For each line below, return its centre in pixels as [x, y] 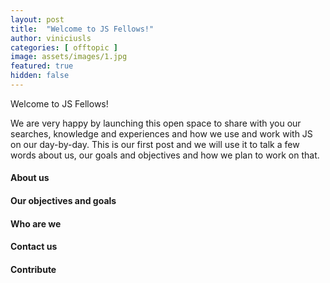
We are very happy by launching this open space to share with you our [156, 123]
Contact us [34, 247]
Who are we [36, 223]
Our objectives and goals [63, 201]
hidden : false [40, 76]
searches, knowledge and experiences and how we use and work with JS [161, 133]
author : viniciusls [51, 38]
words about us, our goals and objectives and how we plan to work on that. [165, 155]
